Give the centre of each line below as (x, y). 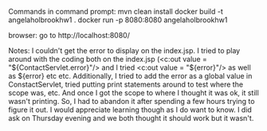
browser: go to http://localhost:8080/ (69, 35)
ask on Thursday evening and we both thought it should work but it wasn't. (131, 118)
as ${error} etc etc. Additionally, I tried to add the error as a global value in (130, 76)
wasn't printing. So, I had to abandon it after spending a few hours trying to (132, 101)
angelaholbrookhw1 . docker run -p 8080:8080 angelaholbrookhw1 (118, 20)
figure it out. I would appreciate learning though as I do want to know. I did (130, 110)
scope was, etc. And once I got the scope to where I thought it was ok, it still (133, 93)
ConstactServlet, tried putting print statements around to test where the (126, 84)
